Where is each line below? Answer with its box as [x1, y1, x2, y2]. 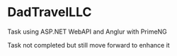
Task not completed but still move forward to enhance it [7, 41, 170, 49]
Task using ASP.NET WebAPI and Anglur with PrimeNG [7, 27, 168, 36]
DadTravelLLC [7, 4, 92, 20]
